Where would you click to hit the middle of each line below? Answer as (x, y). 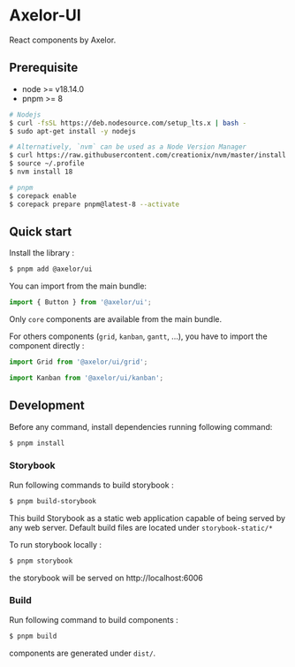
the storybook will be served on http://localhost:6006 (106, 578)
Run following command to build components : (94, 619)
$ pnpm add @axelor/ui (51, 269)
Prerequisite (44, 68)
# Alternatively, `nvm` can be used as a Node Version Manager (128, 147)
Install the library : (42, 253)
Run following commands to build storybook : (91, 485)
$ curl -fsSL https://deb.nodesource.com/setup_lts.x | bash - (128, 123)
